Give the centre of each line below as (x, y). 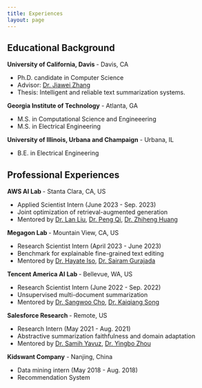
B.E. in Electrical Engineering (58, 153)
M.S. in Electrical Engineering (59, 126)
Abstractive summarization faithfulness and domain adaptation (106, 336)
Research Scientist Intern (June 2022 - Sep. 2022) (89, 287)
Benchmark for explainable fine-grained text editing (90, 254)
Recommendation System (54, 378)
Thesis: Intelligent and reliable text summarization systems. (101, 92)
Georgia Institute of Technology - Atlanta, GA (72, 106)
